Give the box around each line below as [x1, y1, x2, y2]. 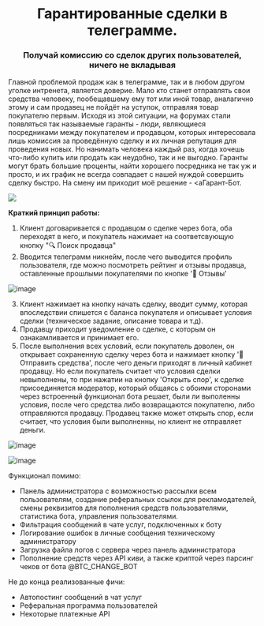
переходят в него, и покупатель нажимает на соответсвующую [19, 232, 234, 242]
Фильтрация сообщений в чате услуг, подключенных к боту [19, 520, 222, 530]
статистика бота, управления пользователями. [19, 512, 179, 521]
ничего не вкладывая [89, 60, 176, 71]
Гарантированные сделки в [36, 5, 229, 23]
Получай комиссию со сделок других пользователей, [23, 50, 242, 61]
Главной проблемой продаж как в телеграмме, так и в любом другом [8, 77, 245, 87]
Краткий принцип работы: [8, 208, 100, 218]
